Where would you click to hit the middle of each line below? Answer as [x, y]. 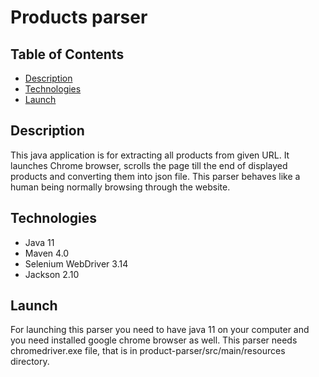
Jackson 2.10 [52, 274]
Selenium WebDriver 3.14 [76, 263]
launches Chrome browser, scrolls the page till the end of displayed [149, 165]
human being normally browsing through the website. [120, 187]
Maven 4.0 [47, 253]
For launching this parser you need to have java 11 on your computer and [160, 330]
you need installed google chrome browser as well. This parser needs [154, 340]
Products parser [79, 17]
